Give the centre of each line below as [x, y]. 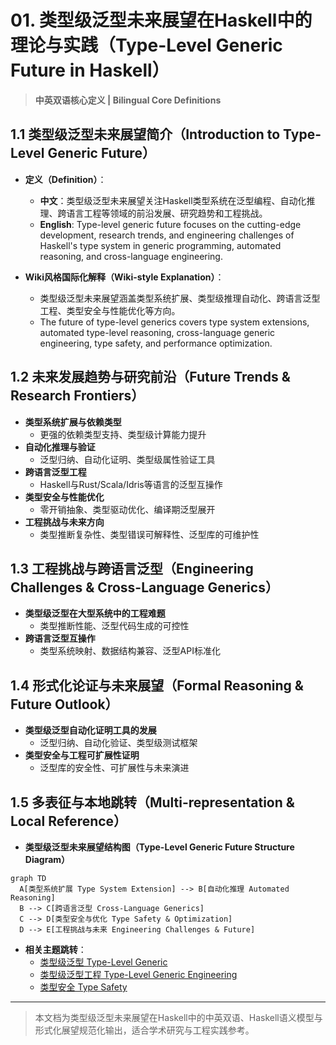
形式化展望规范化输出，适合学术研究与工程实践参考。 [144, 1030]
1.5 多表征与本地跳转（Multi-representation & [152, 802]
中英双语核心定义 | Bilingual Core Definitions [128, 100]
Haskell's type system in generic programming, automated [160, 245]
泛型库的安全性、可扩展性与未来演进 [114, 768]
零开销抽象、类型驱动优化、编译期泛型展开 [127, 509]
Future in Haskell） [90, 70]
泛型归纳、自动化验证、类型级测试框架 [118, 743]
